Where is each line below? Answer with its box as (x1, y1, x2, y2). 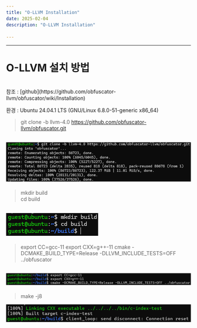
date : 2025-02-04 (6, 15, 49, 22)
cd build (20, 195, 40, 202)
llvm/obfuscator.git (20, 125, 66, 132)
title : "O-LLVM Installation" (6, 9, 80, 15)
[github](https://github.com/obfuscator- (19, 88, 116, 95)
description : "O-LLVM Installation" (6, 22, 96, 28)
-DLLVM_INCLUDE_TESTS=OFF (99, 250, 176, 257)
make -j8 (20, 293, 42, 300)
